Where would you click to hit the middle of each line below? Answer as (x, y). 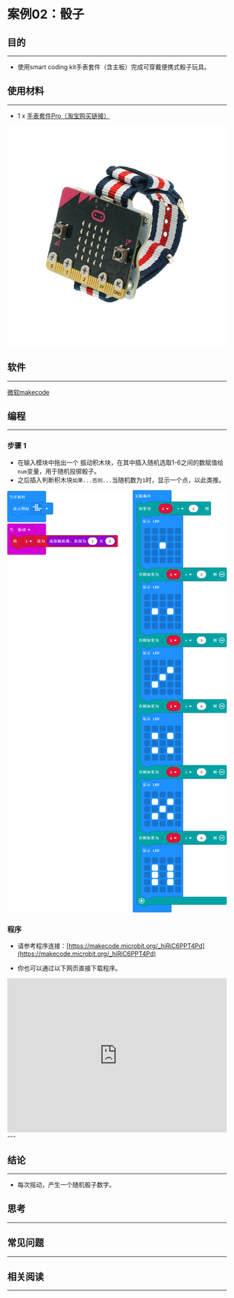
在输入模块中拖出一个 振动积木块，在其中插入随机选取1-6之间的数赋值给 (120, 462)
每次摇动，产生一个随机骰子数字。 (66, 1184)
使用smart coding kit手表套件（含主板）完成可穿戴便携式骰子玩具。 (114, 67)
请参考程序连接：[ (43, 946)
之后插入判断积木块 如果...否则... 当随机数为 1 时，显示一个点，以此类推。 (121, 480)
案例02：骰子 (46, 14)
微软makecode (29, 392)
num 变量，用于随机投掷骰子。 (59, 471)
